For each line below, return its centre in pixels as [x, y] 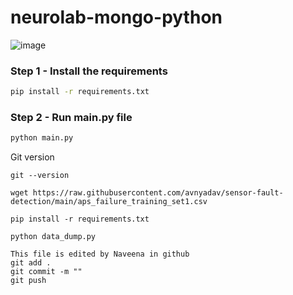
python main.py [42, 138]
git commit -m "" [46, 272]
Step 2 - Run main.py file [71, 118]
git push [28, 281]
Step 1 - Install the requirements [89, 71]
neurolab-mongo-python [116, 17]
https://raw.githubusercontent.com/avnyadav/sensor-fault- [158, 193]
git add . [31, 263]
